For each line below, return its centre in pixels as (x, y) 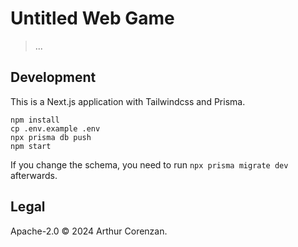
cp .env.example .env (55, 128)
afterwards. (34, 175)
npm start (31, 146)
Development (53, 77)
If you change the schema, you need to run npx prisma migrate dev (149, 164)
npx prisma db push (51, 137)
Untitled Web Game (92, 18)
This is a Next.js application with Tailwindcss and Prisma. (128, 101)
